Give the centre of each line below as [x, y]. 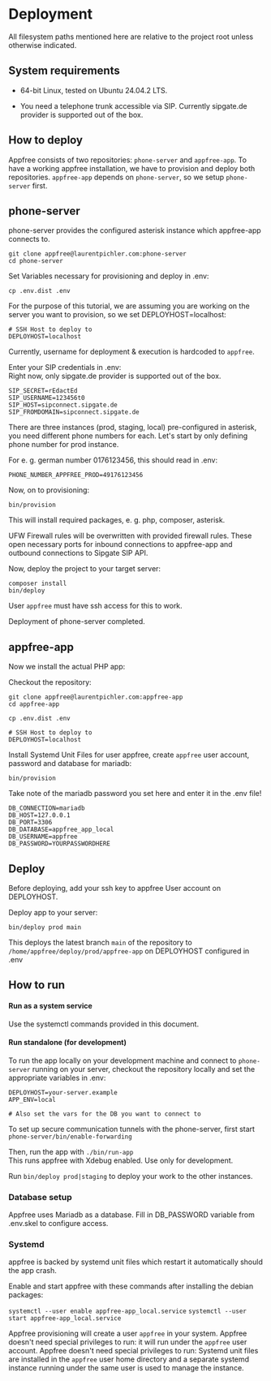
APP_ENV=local [32, 1099]
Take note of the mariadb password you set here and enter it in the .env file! [135, 794]
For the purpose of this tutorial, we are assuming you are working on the [129, 306]
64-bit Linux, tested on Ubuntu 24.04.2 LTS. [94, 90]
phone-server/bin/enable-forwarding [70, 1137]
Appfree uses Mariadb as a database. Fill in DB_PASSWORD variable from [132, 1215]
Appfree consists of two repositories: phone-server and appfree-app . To [128, 160]
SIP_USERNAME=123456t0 [47, 398]
